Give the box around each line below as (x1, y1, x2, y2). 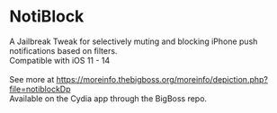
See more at (9, 74, 55, 84)
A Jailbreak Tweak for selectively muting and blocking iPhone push (9, 36, 258, 47)
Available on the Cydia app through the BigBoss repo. (9, 92, 208, 104)
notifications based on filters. (9, 45, 118, 56)
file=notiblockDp (9, 83, 71, 94)
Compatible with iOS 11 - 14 (9, 55, 111, 65)
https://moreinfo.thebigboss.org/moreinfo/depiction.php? (56, 74, 268, 84)
